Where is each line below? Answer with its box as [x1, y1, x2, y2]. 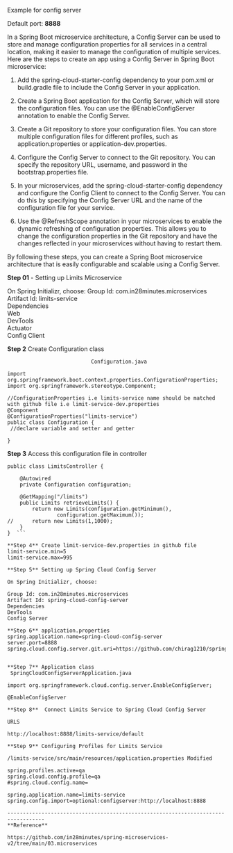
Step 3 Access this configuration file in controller [7, 450, 148, 457]
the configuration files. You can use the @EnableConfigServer [17, 104, 195, 112]
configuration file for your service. [17, 204, 116, 211]
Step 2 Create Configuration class [7, 345, 105, 353]
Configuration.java [91, 358, 148, 365]
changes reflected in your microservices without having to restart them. [17, 239, 223, 247]
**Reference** [7, 822, 49, 829]
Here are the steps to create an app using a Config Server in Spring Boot [7, 55, 215, 63]
